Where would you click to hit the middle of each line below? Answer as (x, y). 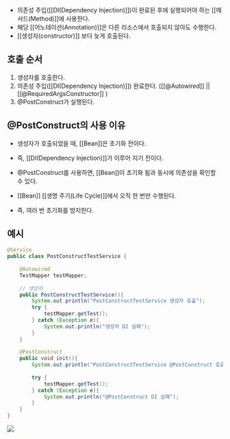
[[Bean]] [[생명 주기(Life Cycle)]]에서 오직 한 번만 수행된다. (97, 195)
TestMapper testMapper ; (53, 275)
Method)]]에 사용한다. (60, 19)
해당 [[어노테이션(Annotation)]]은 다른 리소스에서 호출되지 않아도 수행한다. (117, 27)
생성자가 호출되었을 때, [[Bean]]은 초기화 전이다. (81, 143)
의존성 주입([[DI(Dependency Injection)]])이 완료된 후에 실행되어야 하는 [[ (117, 10)
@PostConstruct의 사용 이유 (66, 126)
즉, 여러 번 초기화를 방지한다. (55, 210)
